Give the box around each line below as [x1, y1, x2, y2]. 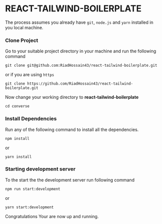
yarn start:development [5, 205, 54, 210]
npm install [5, 136, 30, 141]
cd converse [5, 104, 30, 109]
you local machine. [5, 24, 43, 30]
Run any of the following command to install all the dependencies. [5, 127, 139, 133]
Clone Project [5, 37, 38, 44]
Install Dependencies [5, 115, 57, 122]
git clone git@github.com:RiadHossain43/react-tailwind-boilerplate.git [5, 63, 158, 68]
